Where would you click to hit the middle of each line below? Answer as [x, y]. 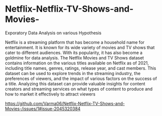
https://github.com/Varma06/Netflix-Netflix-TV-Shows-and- [65, 103]
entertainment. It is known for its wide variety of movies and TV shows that [80, 47]
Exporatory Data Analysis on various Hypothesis [53, 33]
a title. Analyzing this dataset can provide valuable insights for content [75, 83]
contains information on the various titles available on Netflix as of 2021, [77, 63]
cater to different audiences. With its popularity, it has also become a [74, 53]
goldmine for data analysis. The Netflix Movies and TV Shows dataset [74, 58]
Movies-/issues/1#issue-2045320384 [43, 109]
